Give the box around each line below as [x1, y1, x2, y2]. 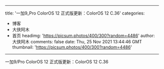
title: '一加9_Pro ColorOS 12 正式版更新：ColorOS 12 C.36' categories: [5, 10, 145, 16]
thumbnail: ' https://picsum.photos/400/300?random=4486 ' [12, 44, 132, 50]
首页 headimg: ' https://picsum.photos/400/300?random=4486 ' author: [12, 33, 155, 38]
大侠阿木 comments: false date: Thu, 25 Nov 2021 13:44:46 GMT [12, 39, 143, 44]
